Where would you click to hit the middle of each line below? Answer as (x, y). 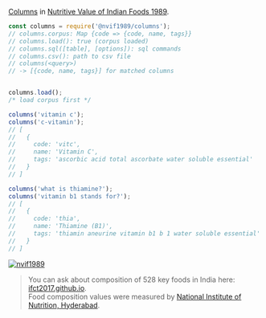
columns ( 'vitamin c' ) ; (46, 114)
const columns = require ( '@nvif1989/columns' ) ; (90, 26)
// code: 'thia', (45, 219)
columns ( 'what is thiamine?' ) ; (61, 189)
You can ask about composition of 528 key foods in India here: (131, 279)
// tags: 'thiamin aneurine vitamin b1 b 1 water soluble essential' (135, 234)
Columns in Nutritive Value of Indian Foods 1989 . (89, 12)
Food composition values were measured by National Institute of (135, 296)
